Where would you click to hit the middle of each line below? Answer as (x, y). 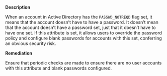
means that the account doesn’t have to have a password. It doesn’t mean (82, 22)
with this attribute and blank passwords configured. (59, 68)
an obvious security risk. (31, 43)
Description (18, 7)
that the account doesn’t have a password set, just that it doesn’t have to (80, 27)
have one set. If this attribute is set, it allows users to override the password (84, 33)
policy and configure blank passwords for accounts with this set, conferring (83, 38)
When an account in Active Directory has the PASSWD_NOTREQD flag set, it (79, 17)
